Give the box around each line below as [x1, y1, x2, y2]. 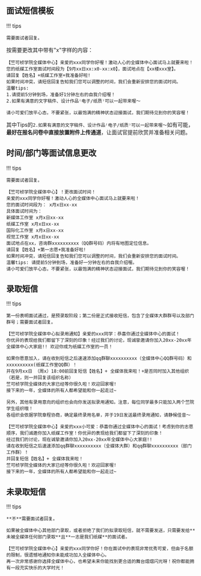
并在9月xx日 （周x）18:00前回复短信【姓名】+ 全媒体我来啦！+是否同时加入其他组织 [6, 368, 190, 374]
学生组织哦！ [6, 406, 34, 412]
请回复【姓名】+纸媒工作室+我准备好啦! [6, 72, 91, 78]
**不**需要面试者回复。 [6, 516, 58, 522]
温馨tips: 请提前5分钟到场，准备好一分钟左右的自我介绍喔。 [6, 259, 137, 266]
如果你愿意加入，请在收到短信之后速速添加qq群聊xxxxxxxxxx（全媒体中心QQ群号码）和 [6, 356, 192, 362]
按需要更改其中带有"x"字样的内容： [6, 46, 93, 53]
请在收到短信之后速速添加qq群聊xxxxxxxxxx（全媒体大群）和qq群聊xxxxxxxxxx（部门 [6, 443, 192, 449]
